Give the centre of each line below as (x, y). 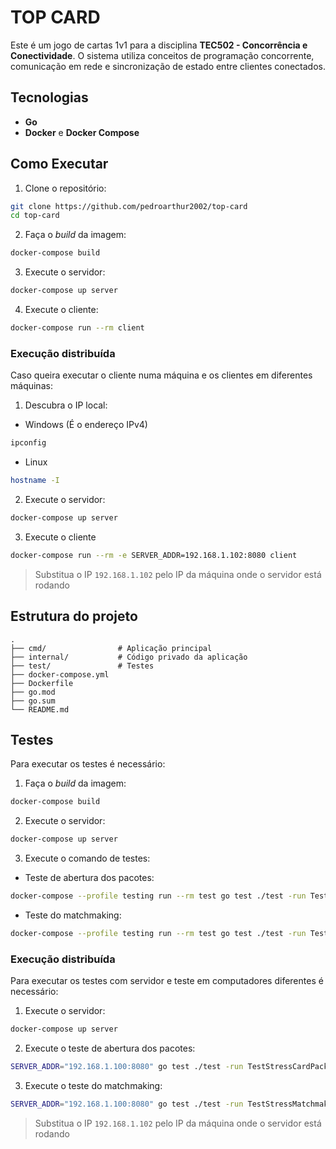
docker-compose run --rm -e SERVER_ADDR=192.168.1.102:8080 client (154, 555)
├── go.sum (33, 701)
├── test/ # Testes (82, 666)
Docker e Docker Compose (82, 132)
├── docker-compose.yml (60, 674)
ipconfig (28, 443)
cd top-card (35, 216)
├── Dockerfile (42, 683)
